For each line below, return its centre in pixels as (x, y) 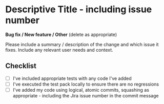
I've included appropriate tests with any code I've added (72, 78)
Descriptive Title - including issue (79, 9)
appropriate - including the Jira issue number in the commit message (86, 95)
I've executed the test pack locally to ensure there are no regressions (86, 84)
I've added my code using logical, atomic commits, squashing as (81, 90)
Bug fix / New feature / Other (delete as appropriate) (61, 34)
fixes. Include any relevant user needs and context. (59, 50)
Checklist (21, 66)
